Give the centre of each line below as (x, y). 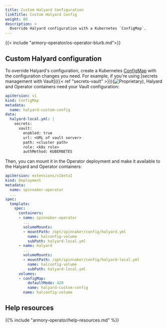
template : (20, 204)
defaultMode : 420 (45, 283)
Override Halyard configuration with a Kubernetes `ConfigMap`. (78, 29)
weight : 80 (16, 19)
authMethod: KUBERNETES (48, 152)
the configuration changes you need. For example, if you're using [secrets (81, 76)
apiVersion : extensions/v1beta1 (39, 176)
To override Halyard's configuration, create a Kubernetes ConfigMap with (81, 70)
